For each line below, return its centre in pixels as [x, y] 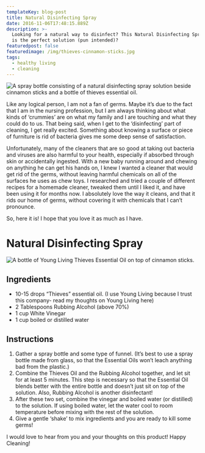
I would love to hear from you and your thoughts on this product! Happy [96, 437]
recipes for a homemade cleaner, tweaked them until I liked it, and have [96, 187]
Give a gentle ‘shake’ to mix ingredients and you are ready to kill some [103, 418]
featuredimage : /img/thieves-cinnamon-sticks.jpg [71, 52]
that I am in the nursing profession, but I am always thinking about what [96, 111]
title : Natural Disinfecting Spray [52, 18]
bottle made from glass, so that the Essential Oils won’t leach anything [103, 360]
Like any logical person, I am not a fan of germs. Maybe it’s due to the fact [99, 104]
